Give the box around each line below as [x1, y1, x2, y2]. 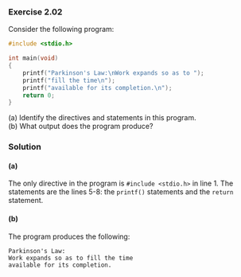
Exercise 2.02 [8, 6, 63, 18]
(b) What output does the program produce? [8, 122, 154, 131]
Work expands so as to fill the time [8, 254, 134, 262]
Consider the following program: [8, 25, 115, 34]
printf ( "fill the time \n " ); [22, 76, 115, 84]
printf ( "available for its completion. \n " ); [22, 84, 173, 92]
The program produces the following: [8, 232, 130, 241]
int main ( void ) [8, 54, 59, 62]
